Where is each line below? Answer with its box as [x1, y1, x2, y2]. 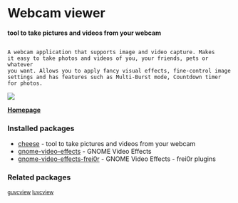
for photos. [7, 80, 43, 87]
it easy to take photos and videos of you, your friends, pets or [7, 55, 209, 62]
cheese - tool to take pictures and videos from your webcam [17, 140, 196, 148]
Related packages [7, 172, 71, 182]
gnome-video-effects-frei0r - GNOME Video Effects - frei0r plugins [17, 155, 216, 163]
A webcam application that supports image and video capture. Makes [7, 48, 215, 56]
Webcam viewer [7, 5, 105, 21]
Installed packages [7, 123, 75, 133]
